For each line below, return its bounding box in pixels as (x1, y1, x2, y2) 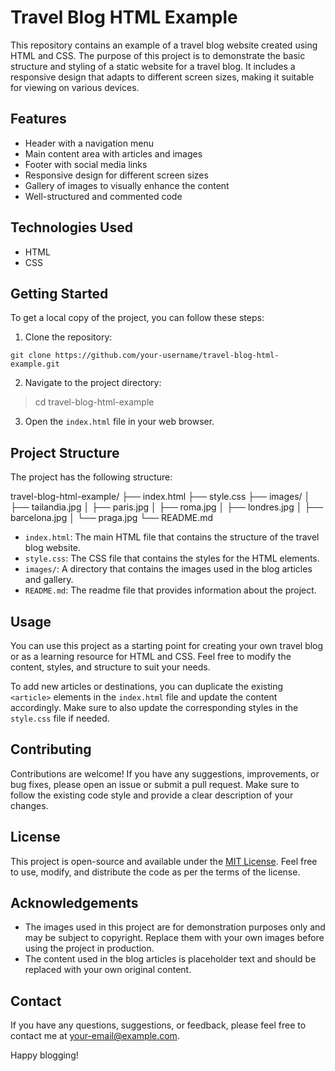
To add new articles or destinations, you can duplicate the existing (10, 681, 284, 692)
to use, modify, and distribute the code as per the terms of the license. (10, 866, 301, 878)
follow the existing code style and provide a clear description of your (10, 789, 294, 801)
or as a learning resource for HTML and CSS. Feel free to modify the (10, 651, 292, 662)
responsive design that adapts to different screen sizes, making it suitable (10, 71, 315, 83)
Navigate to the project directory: (24, 377, 162, 389)
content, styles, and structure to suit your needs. (10, 661, 211, 673)
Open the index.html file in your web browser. (24, 416, 215, 428)
